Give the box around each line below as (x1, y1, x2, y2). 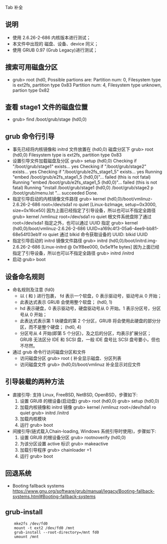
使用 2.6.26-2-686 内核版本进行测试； (12, 34, 91, 40)
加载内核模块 (19, 416, 46, 422)
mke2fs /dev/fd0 (14, 521, 48, 526)
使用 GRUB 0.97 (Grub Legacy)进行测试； (12, 47, 98, 53)
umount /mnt (14, 534, 39, 539)
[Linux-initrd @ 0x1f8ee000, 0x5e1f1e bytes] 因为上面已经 (41, 244, 160, 250)
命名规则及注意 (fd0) (12, 286, 55, 293)
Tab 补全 (5, 4, 23, 10)
